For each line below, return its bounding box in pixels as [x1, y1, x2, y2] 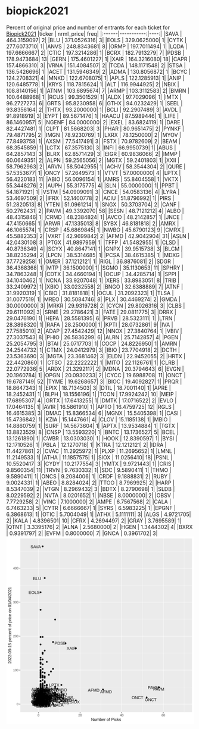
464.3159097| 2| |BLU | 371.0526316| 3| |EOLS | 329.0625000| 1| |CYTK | [6, 36, 186, 43]
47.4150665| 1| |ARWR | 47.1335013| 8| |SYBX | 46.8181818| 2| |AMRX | [6, 220, 179, 227]
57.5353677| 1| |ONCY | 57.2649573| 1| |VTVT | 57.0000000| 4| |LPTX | [6, 169, 181, 176]
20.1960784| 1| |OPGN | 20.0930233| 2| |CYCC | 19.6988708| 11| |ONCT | [6, 371, 186, 378]
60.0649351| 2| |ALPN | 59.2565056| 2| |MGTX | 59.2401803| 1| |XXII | [6, 157, 180, 164]
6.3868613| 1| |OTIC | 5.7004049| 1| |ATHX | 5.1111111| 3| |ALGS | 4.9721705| [6, 511, 191, 518]
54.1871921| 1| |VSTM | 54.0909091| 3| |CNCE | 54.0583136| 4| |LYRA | [6, 188, 180, 195]
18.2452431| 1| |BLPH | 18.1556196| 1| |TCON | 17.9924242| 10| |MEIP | [6, 390, 178, 398]
